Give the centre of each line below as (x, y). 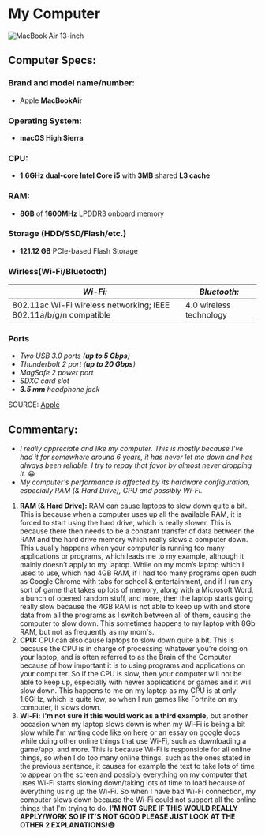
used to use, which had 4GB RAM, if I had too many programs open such (138, 573)
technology (206, 315)
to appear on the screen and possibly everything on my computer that (133, 774)
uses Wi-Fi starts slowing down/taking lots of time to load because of (132, 783)
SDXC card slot (44, 381)
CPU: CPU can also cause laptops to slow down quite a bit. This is (127, 640)
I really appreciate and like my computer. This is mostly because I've (131, 449)
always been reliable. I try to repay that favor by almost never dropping (136, 465)
